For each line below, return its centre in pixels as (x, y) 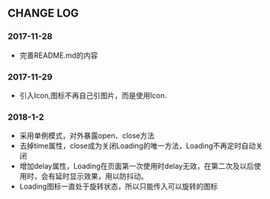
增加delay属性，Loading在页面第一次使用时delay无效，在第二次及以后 (137, 167)
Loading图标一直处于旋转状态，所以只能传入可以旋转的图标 (118, 187)
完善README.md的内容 (59, 55)
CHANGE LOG (43, 13)
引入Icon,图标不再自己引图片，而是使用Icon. (93, 95)
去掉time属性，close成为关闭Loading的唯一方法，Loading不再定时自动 (137, 146)
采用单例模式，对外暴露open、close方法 (87, 136)
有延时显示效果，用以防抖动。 (98, 176)
